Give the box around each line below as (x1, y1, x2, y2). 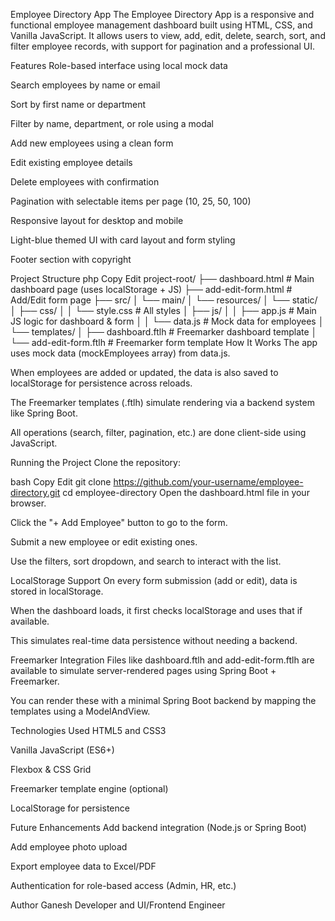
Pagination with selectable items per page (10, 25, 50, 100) (10, 195, 252, 207)
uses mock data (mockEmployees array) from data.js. (10, 347, 231, 359)
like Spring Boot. (10, 407, 78, 419)
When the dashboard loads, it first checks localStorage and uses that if (10, 605, 303, 616)
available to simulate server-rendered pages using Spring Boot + (10, 665, 277, 676)
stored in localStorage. (10, 585, 104, 597)
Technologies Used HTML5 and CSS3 (10, 725, 167, 736)
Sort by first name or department (10, 99, 146, 110)
